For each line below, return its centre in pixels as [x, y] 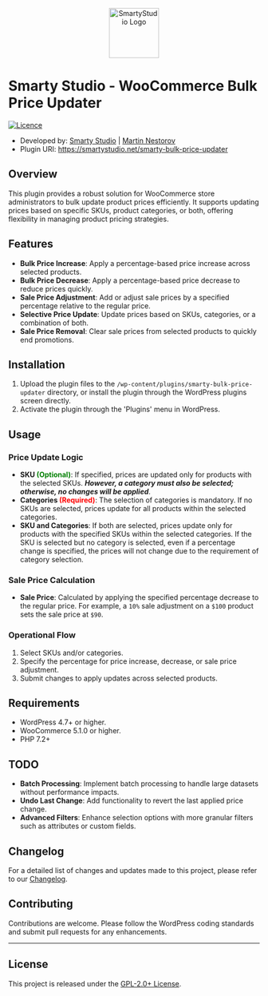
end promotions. [47, 339]
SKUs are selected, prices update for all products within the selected [132, 509]
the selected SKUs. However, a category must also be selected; [126, 483]
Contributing [41, 904]
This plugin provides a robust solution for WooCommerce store [112, 193]
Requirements [44, 703]
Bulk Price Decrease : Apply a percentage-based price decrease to [130, 280]
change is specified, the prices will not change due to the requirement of [139, 551]
